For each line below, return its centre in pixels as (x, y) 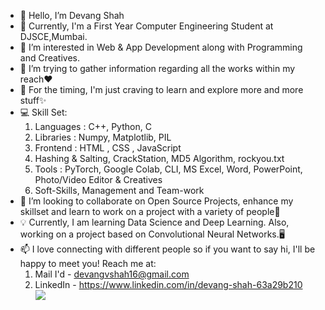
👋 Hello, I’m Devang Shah (72, 15)
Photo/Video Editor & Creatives (98, 179)
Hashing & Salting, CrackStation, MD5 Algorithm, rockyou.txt (159, 158)
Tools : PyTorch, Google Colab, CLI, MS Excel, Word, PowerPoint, (168, 169)
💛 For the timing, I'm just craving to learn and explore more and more (161, 89)
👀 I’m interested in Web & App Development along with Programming (161, 47)
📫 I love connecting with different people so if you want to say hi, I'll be (167, 249)
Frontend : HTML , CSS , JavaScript (108, 148)
